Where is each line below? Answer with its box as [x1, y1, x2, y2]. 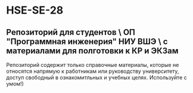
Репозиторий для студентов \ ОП [6, 27, 136, 37]
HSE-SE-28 [6, 4, 64, 17]
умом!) [6, 81, 24, 87]
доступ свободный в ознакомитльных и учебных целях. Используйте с [6, 74, 188, 81]
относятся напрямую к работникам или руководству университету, [6, 68, 179, 75]
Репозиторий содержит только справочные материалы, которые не [6, 62, 179, 68]
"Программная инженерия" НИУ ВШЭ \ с [6, 36, 168, 46]
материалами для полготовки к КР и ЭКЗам [6, 46, 179, 56]
